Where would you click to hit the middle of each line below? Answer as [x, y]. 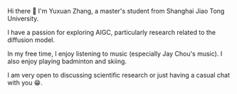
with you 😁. [25, 83]
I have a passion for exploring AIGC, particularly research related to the [112, 32]
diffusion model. [31, 40]
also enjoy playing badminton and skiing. [67, 61]
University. [23, 19]
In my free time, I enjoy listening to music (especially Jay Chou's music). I [115, 54]
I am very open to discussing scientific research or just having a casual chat [118, 75]
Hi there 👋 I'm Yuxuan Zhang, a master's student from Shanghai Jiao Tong [116, 11]
